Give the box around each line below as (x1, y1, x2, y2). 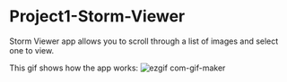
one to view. (9, 45, 55, 55)
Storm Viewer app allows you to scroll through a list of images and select (9, 36, 279, 46)
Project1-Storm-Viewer (9, 6, 186, 27)
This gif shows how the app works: (9, 62, 139, 73)
